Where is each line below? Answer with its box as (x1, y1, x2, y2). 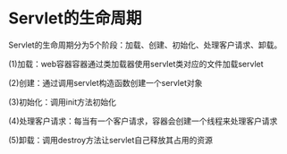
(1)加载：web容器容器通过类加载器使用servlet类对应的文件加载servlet (8, 58, 265, 69)
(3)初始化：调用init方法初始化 (8, 96, 117, 107)
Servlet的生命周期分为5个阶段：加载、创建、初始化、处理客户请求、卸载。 (8, 39, 283, 50)
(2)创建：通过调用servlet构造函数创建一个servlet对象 (8, 77, 203, 88)
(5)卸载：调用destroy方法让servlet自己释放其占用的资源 (8, 134, 214, 145)
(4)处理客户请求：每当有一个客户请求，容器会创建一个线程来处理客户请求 (8, 115, 278, 126)
